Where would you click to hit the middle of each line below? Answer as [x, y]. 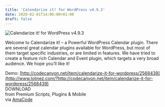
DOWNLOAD [18, 89]
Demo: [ [13, 73]
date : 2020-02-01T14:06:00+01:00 [40, 14]
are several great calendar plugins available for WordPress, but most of [78, 48]
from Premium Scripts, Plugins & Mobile [46, 94]
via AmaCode [19, 100]
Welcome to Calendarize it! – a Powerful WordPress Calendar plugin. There [82, 43]
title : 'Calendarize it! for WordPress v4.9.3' [55, 10]
